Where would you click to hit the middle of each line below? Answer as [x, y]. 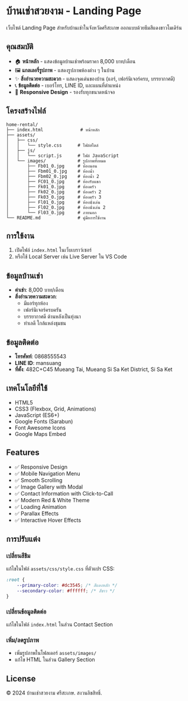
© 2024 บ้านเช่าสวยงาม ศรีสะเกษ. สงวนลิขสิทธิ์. [54, 693]
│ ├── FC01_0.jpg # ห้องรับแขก [54, 182]
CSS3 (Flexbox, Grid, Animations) [55, 409]
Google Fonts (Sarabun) [44, 421]
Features [23, 453]
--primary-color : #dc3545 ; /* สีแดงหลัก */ [67, 586]
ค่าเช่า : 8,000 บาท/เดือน [39, 290]
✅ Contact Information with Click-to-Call [64, 493]
